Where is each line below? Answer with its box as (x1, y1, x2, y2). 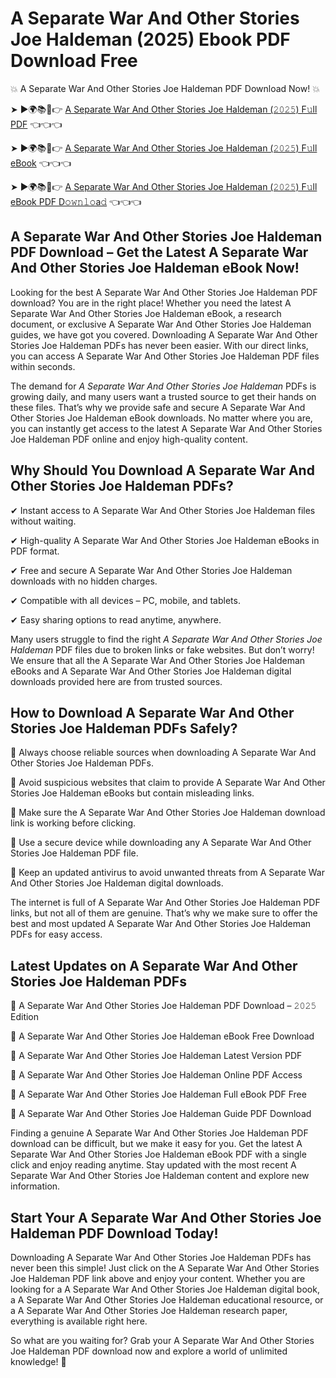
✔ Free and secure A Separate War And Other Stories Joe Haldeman (10, 564, 293, 576)
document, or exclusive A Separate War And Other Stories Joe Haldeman (10, 318, 312, 330)
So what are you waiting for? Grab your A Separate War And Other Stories (10, 1335, 315, 1346)
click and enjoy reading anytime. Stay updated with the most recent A (10, 1159, 297, 1171)
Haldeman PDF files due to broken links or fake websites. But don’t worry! (10, 643, 315, 656)
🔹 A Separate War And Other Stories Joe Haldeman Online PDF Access (10, 1069, 303, 1081)
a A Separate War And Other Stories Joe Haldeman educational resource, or (10, 1294, 324, 1306)
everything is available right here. (10, 1315, 148, 1327)
